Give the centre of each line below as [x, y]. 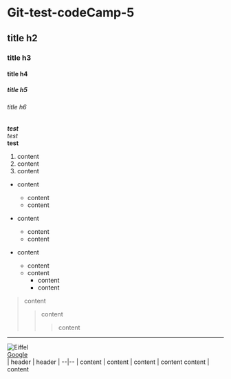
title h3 [19, 58]
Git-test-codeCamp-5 [71, 13]
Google [18, 354]
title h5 [17, 89]
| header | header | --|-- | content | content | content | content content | [108, 362]
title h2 [22, 38]
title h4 [18, 74]
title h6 [17, 107]
